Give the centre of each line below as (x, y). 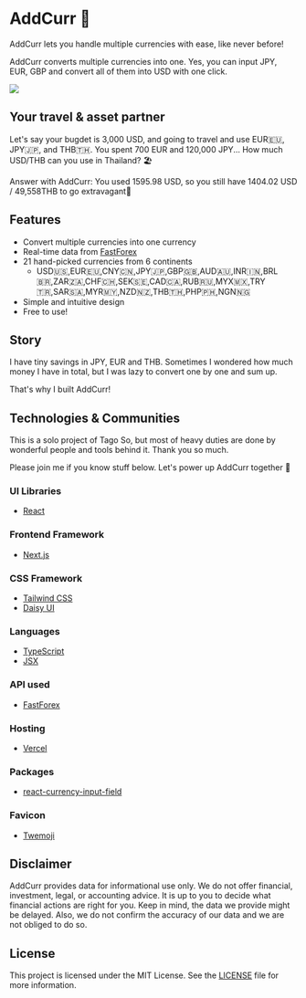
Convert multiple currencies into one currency (109, 242)
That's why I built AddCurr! (60, 389)
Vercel (35, 748)
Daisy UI (38, 608)
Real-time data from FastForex (80, 251)
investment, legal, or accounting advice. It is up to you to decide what (140, 896)
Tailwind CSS (47, 598)
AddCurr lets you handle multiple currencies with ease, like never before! (147, 44)
